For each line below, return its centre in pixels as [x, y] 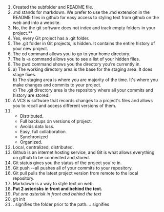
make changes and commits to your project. [57, 85]
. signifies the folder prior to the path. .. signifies [61, 204]
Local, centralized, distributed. [43, 147]
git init [19, 199]
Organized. [31, 142]
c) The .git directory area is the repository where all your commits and [83, 90]
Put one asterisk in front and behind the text [57, 194]
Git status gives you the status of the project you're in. [67, 163]
